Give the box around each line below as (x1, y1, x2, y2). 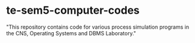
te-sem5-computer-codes (6, 4, 140, 17)
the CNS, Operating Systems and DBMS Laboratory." (6, 29, 136, 36)
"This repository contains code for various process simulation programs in (6, 23, 190, 30)
